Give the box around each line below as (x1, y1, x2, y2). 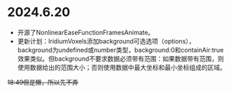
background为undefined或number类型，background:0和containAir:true (17, 45, 224, 54)
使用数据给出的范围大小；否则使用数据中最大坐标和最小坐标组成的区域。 (17, 63, 226, 71)
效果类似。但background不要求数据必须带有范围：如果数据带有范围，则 (17, 54, 224, 63)
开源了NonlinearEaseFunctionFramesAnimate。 (17, 28, 155, 36)
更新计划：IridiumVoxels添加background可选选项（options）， (17, 36, 195, 45)
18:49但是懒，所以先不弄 (7, 78, 79, 86)
